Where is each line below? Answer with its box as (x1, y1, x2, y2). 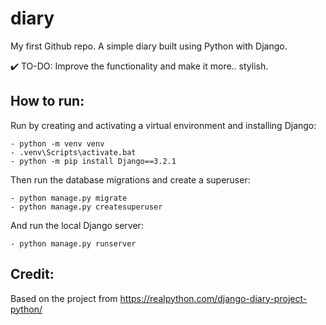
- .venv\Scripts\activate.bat (10, 147, 137, 157)
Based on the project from (10, 292, 118, 304)
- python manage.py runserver (10, 238, 137, 249)
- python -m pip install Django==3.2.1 (10, 156, 177, 166)
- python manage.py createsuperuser (10, 202, 163, 212)
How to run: (10, 93, 85, 110)
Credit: (10, 266, 55, 283)
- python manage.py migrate (10, 193, 128, 203)
